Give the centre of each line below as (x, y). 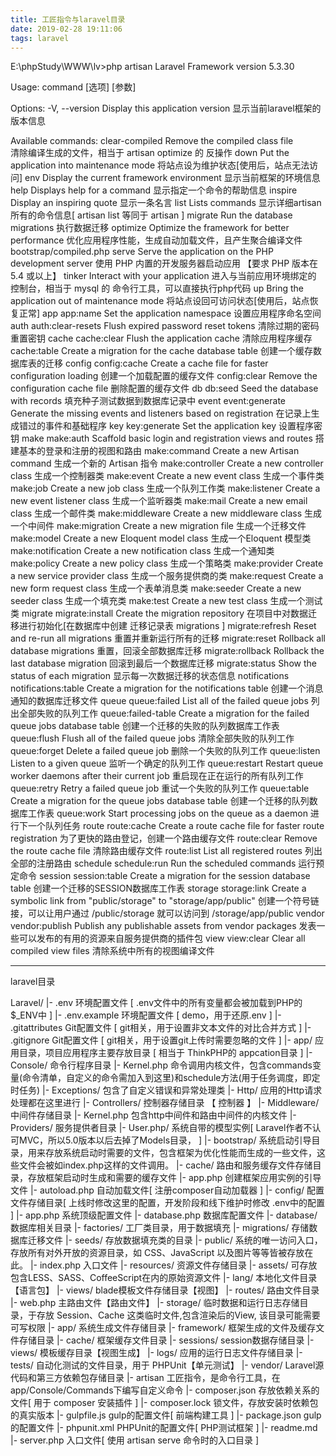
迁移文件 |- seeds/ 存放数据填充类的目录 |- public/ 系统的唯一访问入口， (175, 1240)
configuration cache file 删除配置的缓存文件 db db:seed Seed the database (164, 388)
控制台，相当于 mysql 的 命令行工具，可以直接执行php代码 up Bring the (157, 288)
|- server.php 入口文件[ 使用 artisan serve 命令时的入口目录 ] (135, 1440)
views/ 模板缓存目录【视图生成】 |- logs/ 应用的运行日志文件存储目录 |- (156, 1353)
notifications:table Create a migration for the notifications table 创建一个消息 (167, 688)
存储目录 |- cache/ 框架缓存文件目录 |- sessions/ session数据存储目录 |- (166, 1340)
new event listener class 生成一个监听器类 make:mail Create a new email (159, 501)
